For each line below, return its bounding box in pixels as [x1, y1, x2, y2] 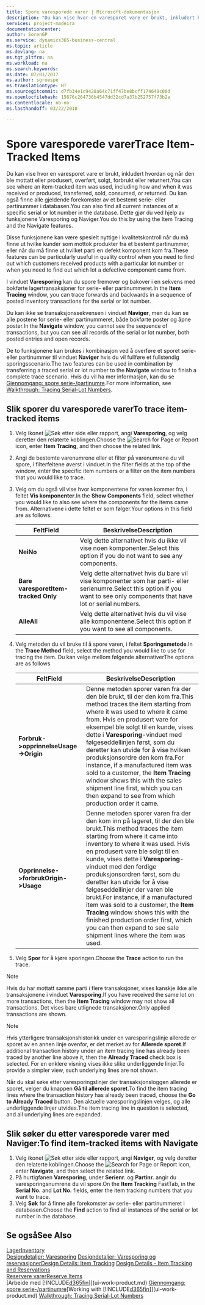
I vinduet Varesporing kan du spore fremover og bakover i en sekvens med [6, 278, 196, 286]
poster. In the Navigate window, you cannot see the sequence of [6, 322, 168, 330]
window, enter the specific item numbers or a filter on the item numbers [15, 468, 195, 475]
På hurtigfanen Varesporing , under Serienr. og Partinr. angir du [15, 1174, 177, 1181]
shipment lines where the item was [85, 931, 185, 940]
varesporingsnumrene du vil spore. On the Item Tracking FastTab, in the [15, 1180, 195, 1188]
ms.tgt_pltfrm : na [6, 54, 53, 60]
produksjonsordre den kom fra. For [85, 753, 184, 762]
